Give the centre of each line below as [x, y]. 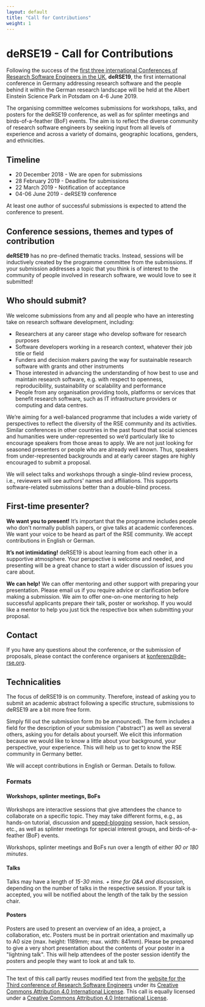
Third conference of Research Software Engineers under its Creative [92, 985]
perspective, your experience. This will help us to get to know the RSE [94, 748]
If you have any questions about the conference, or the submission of [94, 650]
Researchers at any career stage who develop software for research [101, 334]
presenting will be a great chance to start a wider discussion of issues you [100, 565]
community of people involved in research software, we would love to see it [101, 275]
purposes [27, 340]
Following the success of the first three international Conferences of [92, 70]
